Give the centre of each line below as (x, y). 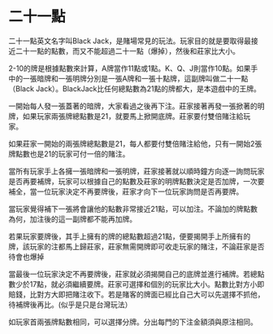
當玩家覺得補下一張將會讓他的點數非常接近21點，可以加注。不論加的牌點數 (133, 209)
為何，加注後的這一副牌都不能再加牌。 (72, 219)
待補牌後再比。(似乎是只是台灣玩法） (70, 304)
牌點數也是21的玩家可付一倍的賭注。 (69, 154)
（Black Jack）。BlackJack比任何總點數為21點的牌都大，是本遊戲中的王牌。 (135, 88)
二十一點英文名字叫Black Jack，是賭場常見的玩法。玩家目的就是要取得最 (130, 41)
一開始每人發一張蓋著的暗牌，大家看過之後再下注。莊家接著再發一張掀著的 (133, 106)
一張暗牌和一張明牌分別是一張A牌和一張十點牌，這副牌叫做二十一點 (135, 78)
